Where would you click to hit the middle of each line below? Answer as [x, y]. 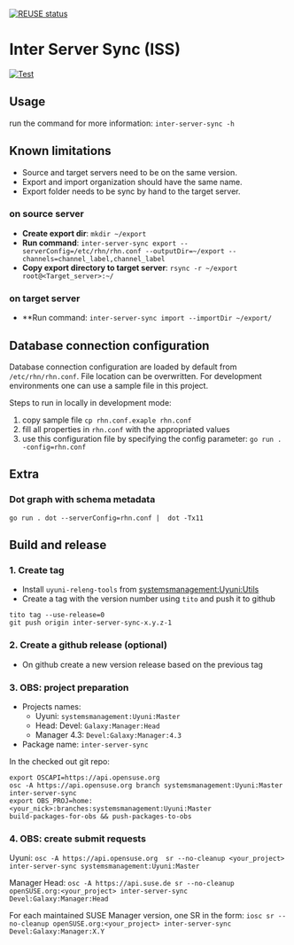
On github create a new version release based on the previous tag [143, 664]
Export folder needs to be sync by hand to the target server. [131, 191]
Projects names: [51, 706]
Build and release [58, 545]
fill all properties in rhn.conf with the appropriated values [126, 429]
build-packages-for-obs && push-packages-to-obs [101, 816]
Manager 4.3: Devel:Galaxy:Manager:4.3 [108, 734]
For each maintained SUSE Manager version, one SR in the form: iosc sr [142, 916]
